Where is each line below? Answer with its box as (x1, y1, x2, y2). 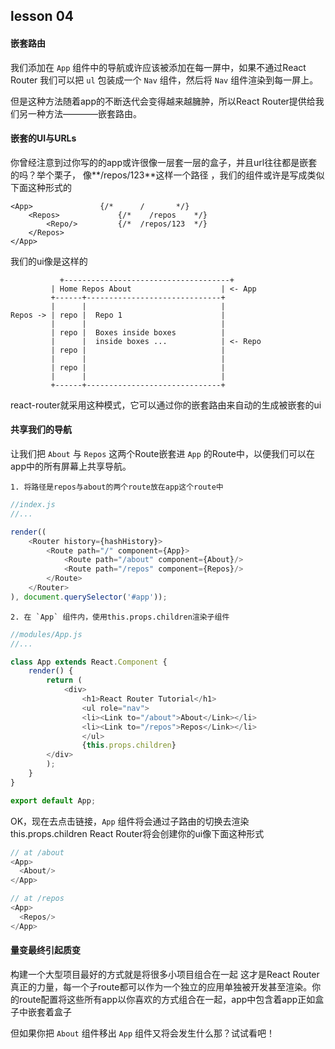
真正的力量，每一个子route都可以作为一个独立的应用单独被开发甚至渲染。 (10, 980, 313, 993)
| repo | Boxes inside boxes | (50, 327, 226, 338)
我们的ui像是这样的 (10, 255, 88, 267)
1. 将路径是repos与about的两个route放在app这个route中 (10, 482, 224, 492)
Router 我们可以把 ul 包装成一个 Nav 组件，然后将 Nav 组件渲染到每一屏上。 (10, 74, 319, 86)
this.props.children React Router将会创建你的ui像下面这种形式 (10, 827, 265, 839)
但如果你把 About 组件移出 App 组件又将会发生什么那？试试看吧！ (10, 1027, 276, 1039)
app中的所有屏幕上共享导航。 (10, 460, 132, 472)
